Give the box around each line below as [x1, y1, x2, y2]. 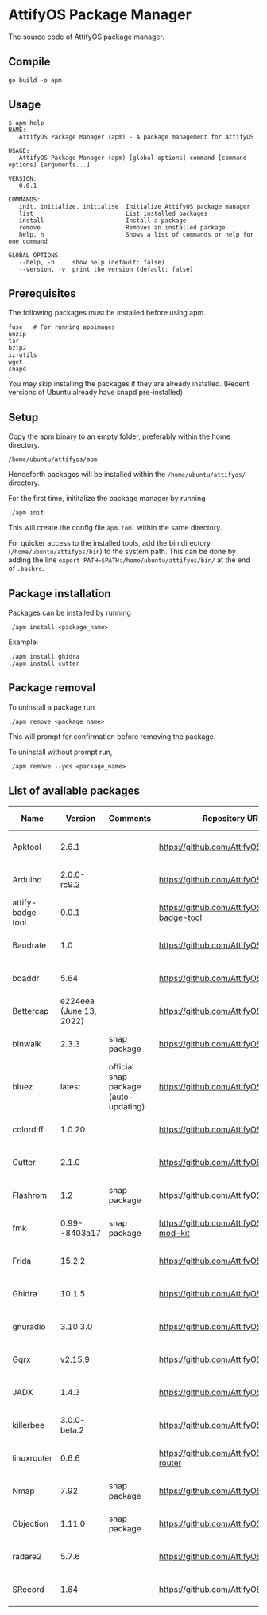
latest [60, 1081, 81, 1092]
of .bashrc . [8, 564, 44, 573]
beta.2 [60, 1424, 85, 1435]
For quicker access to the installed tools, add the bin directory [8, 538, 211, 548]
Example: [8, 637, 39, 647]
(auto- [108, 1091, 133, 1102]
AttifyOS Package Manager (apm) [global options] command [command [18, 154, 247, 162]
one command [8, 237, 48, 245]
